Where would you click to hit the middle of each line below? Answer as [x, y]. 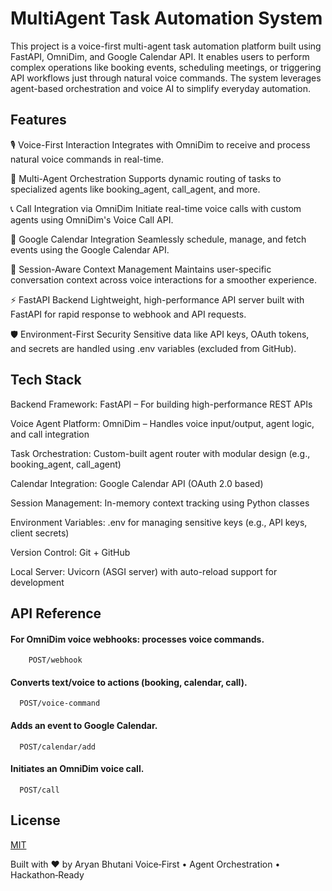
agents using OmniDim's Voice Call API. [92, 219]
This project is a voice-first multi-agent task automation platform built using [166, 46]
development [37, 582]
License [35, 820]
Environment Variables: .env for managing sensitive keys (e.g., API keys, [159, 522]
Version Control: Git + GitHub [70, 552]
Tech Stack [46, 380]
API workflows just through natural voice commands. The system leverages [166, 78]
